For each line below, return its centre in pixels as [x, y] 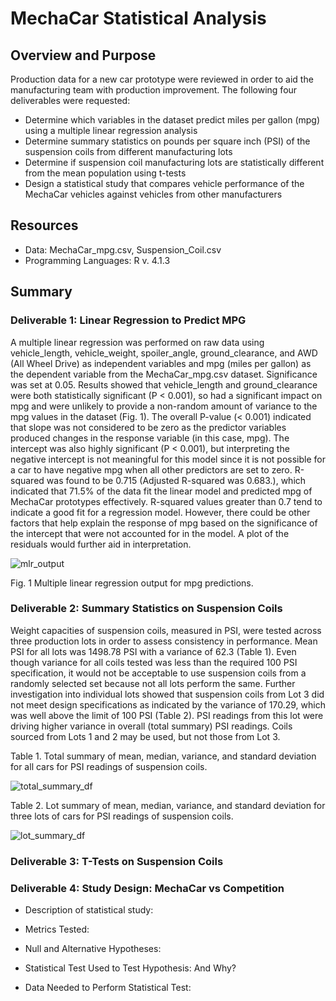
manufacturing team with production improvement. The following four [154, 90]
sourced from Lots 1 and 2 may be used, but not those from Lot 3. [145, 736]
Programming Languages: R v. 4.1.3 [97, 260]
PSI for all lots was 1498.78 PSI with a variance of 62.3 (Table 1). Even [153, 651]
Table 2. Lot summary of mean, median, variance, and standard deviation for [168, 805]
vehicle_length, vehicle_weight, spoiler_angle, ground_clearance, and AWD [164, 353]
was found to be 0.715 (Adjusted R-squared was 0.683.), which [176, 480]
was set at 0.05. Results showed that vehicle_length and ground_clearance [164, 384]
